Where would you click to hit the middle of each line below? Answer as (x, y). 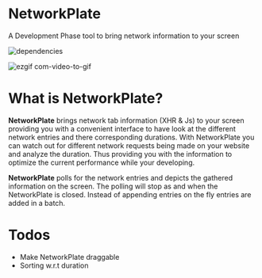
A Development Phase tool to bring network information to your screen (124, 36)
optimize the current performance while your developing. (102, 162)
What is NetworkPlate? (86, 99)
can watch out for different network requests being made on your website (129, 145)
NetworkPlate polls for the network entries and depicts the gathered (120, 177)
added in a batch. (37, 203)
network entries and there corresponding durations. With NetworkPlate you (131, 137)
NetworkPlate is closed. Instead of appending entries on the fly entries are (130, 194)
